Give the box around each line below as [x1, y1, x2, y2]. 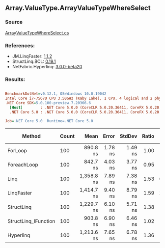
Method [22, 133, 41, 139]
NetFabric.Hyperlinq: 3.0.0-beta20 [12, 63, 82, 69]
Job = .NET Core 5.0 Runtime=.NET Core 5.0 [5, 118, 93, 123]
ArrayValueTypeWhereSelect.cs [5, 29, 69, 36]
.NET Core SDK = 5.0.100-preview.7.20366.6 [5, 101, 91, 106]
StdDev [119, 133, 137, 139]
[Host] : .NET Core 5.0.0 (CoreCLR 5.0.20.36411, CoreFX [9, 105, 144, 110]
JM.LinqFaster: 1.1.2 [12, 53, 53, 59]
